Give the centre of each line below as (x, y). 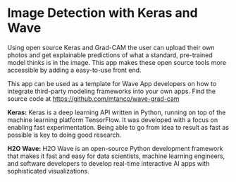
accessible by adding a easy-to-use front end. (75, 70)
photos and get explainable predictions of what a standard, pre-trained (110, 55)
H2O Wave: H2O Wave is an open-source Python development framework (115, 148)
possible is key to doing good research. (64, 135)
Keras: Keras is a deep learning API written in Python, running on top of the (117, 112)
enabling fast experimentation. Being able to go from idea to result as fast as (118, 127)
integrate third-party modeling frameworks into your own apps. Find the (112, 91)
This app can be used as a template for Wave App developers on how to (112, 83)
